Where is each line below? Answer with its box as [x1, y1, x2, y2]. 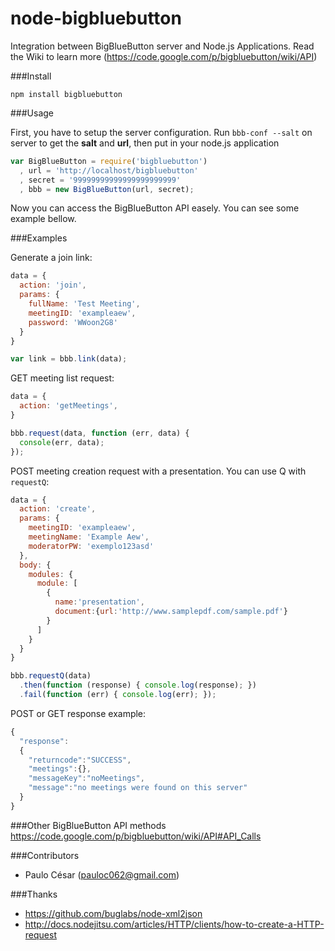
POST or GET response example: [10, 707, 147, 719]
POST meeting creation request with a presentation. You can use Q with [10, 465, 307, 477]
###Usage [10, 107, 55, 119]
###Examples [10, 232, 68, 244]
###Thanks [10, 888, 58, 900]
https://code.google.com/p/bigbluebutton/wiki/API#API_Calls [10, 830, 262, 842]
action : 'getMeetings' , [19, 401, 118, 411]
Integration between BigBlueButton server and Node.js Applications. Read [10, 40, 315, 52]
